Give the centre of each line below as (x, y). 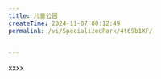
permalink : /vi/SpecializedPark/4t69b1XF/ (80, 31)
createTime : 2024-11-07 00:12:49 (64, 23)
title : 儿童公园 (33, 16)
